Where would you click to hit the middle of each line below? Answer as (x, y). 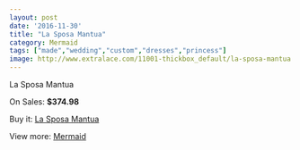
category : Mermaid (44, 42)
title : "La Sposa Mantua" (57, 34)
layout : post (34, 17)
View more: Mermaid (48, 136)
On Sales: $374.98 (44, 102)
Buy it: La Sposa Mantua (54, 119)
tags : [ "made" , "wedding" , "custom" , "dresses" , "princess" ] (118, 51)
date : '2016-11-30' (46, 26)
